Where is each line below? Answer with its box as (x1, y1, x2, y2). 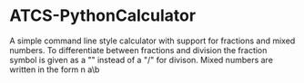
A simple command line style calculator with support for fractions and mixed (9, 35, 296, 46)
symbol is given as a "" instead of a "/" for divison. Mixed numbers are (9, 54, 273, 65)
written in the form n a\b (9, 64, 100, 75)
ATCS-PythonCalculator (9, 5, 197, 26)
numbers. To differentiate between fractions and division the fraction (9, 44, 268, 55)
